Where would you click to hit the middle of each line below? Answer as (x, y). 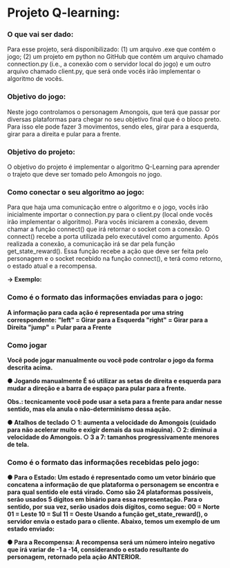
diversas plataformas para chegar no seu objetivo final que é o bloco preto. (114, 119)
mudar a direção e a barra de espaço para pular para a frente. (97, 388)
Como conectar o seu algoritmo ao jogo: (76, 192)
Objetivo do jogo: (37, 97)
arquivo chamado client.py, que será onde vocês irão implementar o (104, 71)
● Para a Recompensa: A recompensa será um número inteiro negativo (111, 542)
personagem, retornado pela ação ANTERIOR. (74, 557)
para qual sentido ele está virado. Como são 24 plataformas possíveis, (110, 492)
